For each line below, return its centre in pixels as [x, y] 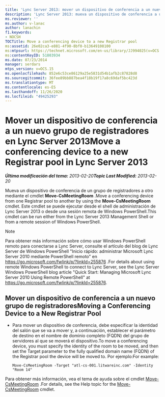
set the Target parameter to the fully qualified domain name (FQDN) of [83, 351]
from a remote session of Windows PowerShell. [53, 222]
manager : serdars [23, 64]
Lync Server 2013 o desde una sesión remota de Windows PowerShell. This [81, 212]
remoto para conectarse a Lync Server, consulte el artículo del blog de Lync [82, 246]
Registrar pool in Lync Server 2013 [77, 162]
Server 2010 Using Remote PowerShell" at [48, 277]
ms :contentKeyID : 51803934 [33, 55]
